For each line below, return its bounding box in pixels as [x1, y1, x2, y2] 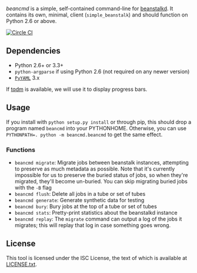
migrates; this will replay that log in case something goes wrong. [14, 221, 171, 229]
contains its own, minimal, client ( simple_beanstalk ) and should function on [6, 11, 188, 18]
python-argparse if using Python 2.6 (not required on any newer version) [14, 68, 190, 75]
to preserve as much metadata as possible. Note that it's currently [14, 165, 175, 172]
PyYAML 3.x [14, 74, 40, 81]
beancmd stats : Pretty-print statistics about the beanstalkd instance [14, 209, 178, 216]
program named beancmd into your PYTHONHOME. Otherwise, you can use [6, 124, 187, 131]
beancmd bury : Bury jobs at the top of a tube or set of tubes [14, 203, 157, 210]
